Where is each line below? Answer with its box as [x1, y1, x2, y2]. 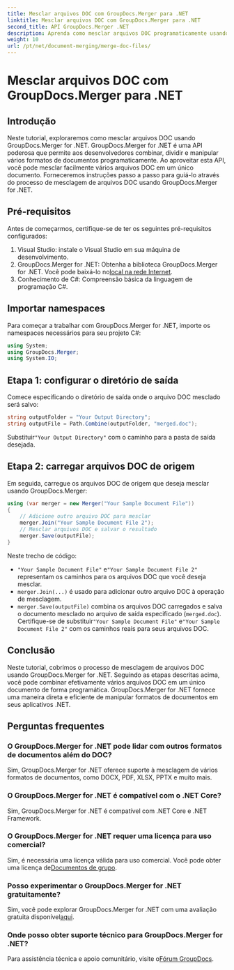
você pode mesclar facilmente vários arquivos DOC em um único [7, 163, 194, 172]
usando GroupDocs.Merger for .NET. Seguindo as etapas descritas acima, [7, 671, 220, 679]
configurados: [7, 232, 47, 240]
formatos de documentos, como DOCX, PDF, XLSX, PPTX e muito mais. [7, 773, 212, 782]
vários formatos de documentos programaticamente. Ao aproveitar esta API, [7, 156, 226, 164]
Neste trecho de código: [7, 551, 77, 560]
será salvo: [7, 401, 39, 409]
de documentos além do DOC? [7, 749, 113, 759]
